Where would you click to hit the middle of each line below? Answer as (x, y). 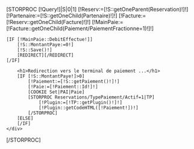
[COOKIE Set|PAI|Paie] (56, 92)
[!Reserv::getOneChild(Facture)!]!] (48, 22)
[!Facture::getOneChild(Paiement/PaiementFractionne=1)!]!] (80, 28)
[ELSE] (25, 118)
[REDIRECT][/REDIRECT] (45, 55)
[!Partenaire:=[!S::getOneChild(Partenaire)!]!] (62, 16)
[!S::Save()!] (35, 50)
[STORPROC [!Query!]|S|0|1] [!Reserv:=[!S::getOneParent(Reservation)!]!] (97, 9)
